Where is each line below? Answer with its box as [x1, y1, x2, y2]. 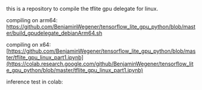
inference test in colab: [6, 78, 63, 85]
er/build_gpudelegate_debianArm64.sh [6, 29, 102, 37]
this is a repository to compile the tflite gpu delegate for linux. [6, 5, 158, 12]
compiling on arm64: [6, 17, 58, 23]
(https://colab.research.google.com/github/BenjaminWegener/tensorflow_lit [6, 60, 194, 67]
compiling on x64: [6, 41, 51, 48]
